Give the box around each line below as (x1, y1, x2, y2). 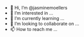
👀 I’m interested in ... (10, 10, 53, 16)
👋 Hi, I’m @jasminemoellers (10, 5, 68, 10)
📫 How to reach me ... (10, 26, 58, 32)
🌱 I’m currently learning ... (10, 15, 65, 21)
